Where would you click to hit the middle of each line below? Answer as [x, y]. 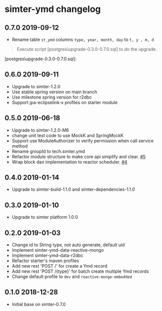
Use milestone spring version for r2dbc [52, 97]
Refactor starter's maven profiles [45, 261]
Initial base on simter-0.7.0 [39, 304]
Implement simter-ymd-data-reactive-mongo [58, 250]
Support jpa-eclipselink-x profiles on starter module [65, 102]
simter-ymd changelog [53, 9]
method [20, 146]
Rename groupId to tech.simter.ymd [48, 151]
